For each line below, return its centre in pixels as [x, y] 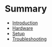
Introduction [25, 23]
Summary [26, 9]
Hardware [23, 28]
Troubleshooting [29, 39]
